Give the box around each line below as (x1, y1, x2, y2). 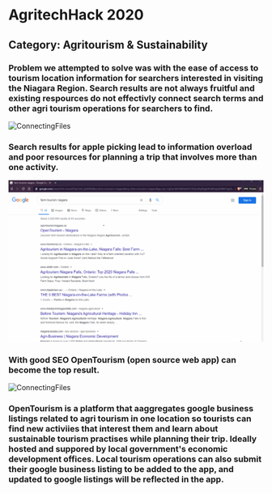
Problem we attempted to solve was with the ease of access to (8, 62, 259, 74)
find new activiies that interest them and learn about (8, 423, 219, 434)
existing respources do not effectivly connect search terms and (8, 92, 264, 104)
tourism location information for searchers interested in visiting (8, 72, 264, 83)
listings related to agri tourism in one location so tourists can (8, 413, 252, 424)
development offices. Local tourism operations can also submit (8, 453, 261, 465)
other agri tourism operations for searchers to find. (8, 103, 213, 114)
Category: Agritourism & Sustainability (8, 38, 208, 52)
